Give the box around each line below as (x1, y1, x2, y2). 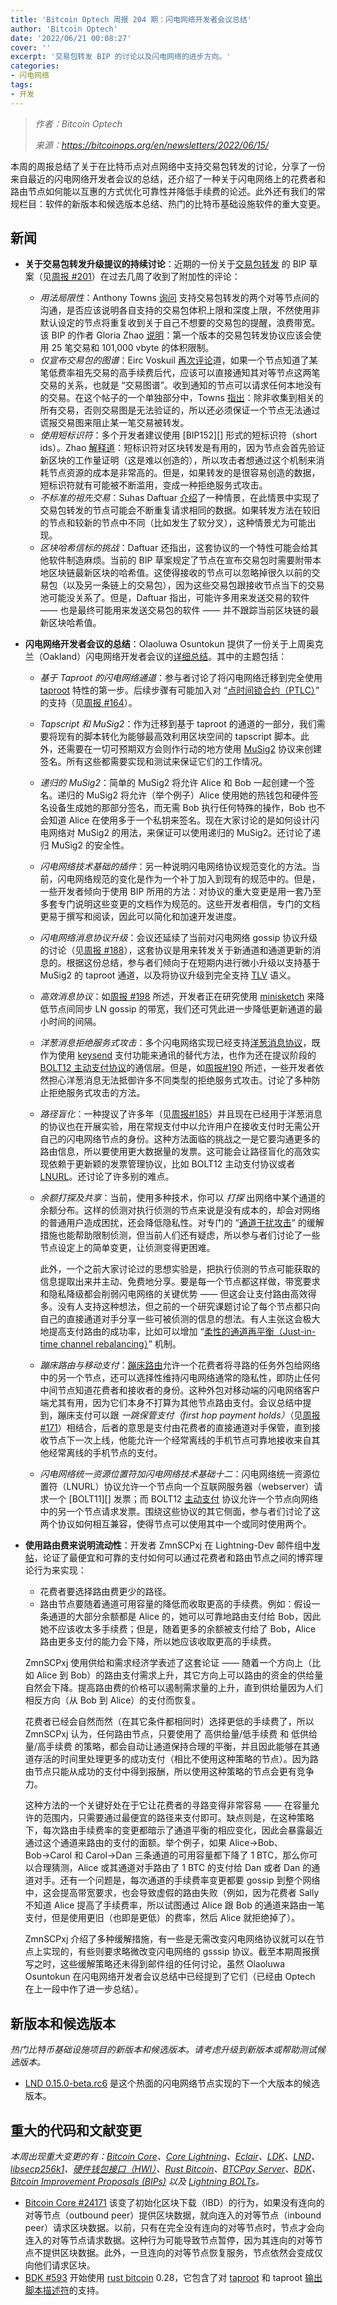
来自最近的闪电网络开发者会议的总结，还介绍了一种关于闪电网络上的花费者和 (10, 172, 326, 185)
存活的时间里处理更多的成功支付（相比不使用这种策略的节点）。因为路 (33, 1753, 319, 1765)
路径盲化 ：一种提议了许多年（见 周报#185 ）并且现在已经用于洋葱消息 (39, 1108, 323, 1120)
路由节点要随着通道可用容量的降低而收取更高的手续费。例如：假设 (39, 1598, 312, 1610)
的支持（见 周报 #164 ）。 (39, 697, 138, 709)
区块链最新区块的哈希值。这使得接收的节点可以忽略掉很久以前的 (48, 567, 312, 579)
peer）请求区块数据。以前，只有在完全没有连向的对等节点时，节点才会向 (24, 2222, 325, 2234)
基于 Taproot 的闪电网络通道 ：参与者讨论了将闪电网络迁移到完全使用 (39, 672, 323, 684)
